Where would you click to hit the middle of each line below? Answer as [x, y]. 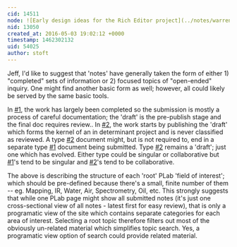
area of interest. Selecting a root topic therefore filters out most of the [109, 220]
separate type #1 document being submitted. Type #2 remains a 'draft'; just [117, 147]
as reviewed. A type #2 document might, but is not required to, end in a [111, 139]
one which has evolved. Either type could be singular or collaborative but [114, 154]
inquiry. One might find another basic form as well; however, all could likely [116, 88]
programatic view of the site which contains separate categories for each [114, 213]
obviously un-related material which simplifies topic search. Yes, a [103, 228]
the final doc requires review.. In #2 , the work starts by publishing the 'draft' [117, 124]
